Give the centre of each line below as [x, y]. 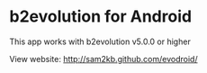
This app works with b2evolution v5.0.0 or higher [100, 41]
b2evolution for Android [100, 17]
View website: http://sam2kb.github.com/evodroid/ [103, 59]
